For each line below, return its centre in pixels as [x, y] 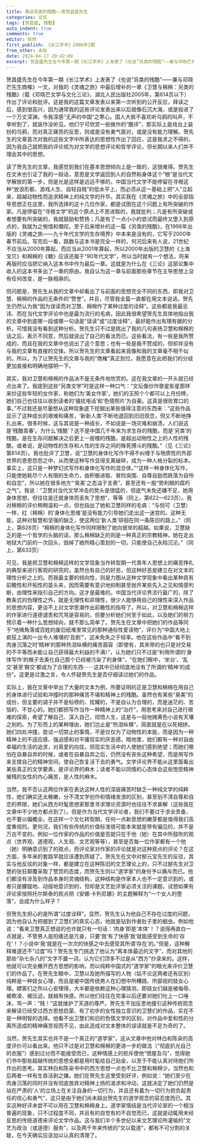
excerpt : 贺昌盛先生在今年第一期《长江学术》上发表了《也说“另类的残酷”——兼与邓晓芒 [99, 61]
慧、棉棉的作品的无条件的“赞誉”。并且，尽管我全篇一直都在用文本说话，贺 [97, 298]
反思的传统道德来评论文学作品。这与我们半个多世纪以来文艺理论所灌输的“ [96, 1120]
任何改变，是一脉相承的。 [43, 279]
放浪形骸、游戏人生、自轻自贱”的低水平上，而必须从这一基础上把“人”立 [101, 189]
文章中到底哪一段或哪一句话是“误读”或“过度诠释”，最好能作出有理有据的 [99, 321]
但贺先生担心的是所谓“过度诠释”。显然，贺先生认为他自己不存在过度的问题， [100, 914]
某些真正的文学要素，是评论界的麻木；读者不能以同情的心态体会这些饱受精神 [100, 769]
